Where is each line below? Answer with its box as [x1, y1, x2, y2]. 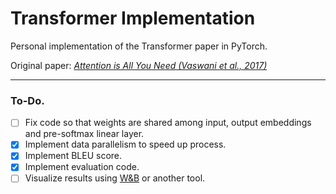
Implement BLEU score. [24, 150, 123, 162]
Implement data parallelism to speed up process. [24, 138, 227, 151]
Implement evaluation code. [24, 161, 140, 173]
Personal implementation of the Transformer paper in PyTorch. [10, 40, 268, 52]
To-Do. [10, 93, 45, 107]
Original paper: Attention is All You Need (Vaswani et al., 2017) [10, 59, 268, 71]
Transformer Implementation [10, 7, 256, 30]
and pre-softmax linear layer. [24, 128, 145, 140]
